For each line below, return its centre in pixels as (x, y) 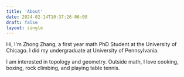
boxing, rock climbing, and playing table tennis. (63, 68)
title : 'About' (25, 11)
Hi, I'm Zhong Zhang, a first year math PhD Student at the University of (91, 44)
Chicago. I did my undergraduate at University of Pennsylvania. (83, 51)
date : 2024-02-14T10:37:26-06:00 (47, 17)
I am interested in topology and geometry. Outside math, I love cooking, (92, 62)
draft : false (22, 22)
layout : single (25, 28)
